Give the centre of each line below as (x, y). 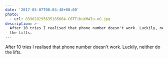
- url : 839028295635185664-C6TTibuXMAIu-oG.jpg (60, 19)
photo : (12, 14)
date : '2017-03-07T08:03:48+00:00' (42, 10)
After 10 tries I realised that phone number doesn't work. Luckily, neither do (83, 47)
